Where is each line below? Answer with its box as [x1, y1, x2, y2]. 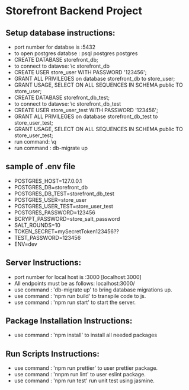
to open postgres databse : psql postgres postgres [14, 50, 138, 57]
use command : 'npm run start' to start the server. [14, 299, 136, 306]
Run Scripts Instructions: [5, 348, 100, 359]
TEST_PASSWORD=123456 [14, 234, 81, 241]
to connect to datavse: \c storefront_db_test [14, 100, 121, 107]
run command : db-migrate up [14, 144, 88, 151]
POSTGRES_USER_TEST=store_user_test [14, 202, 114, 210]
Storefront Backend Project [5, 4, 143, 18]
